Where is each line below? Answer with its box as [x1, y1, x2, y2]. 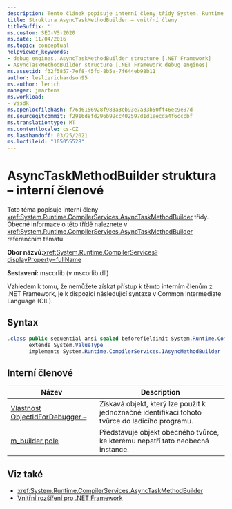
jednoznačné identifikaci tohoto [99, 408, 202, 417]
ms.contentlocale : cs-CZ [7, 126, 79, 132]
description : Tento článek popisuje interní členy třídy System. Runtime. [7, 10, 227, 17]
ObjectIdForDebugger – [10, 412, 87, 421]
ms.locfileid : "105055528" [7, 139, 85, 146]
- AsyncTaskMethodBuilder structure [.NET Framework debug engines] [7, 61, 209, 68]
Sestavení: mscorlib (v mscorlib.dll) [7, 269, 109, 277]
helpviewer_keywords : [7, 49, 70, 56]
